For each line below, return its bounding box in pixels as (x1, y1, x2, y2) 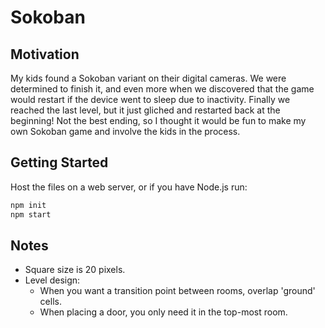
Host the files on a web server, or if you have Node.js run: (10, 181, 248, 193)
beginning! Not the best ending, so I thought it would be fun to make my (10, 115, 307, 126)
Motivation (10, 46, 80, 63)
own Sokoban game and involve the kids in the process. (10, 126, 241, 137)
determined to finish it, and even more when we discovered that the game (10, 83, 315, 95)
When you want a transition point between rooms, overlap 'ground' (39, 285, 316, 297)
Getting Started (10, 154, 109, 171)
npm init (10, 200, 47, 210)
